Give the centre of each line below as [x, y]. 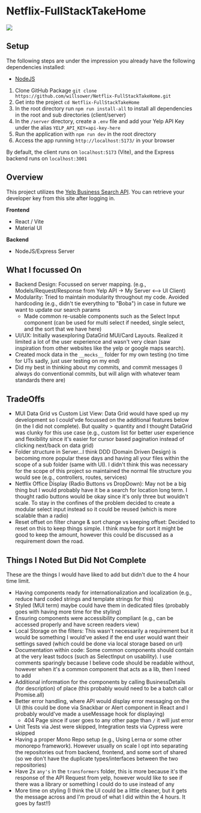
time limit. [18, 581]
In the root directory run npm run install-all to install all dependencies [103, 108]
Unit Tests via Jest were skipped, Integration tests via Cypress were [99, 726]
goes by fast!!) [33, 803]
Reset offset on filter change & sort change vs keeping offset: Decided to [105, 522]
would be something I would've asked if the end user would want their [102, 637]
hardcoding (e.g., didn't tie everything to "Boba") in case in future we [100, 303]
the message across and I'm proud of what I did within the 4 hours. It [100, 797]
